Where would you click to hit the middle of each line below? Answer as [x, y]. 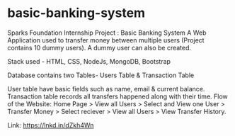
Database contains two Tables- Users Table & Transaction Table [101, 75]
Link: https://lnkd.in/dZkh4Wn [51, 125]
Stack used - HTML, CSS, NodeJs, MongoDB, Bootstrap [89, 61]
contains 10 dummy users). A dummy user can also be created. [99, 47]
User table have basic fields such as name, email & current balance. [106, 89]
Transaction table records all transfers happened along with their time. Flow [117, 96]
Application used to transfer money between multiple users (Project [106, 40]
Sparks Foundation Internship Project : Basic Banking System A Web [107, 33]
